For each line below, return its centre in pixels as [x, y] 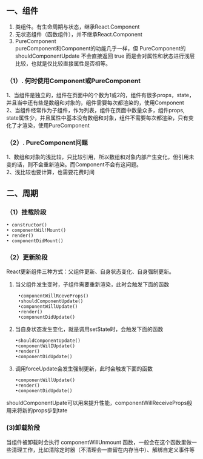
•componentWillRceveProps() [53, 296]
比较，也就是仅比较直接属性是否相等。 [63, 63]
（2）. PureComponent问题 [47, 143]
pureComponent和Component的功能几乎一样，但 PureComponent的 [100, 48]
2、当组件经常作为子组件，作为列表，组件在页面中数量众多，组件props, [95, 110]
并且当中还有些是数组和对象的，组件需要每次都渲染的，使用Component [95, 103]
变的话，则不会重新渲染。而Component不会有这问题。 [74, 165]
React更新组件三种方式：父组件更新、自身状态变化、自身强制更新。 [90, 271]
